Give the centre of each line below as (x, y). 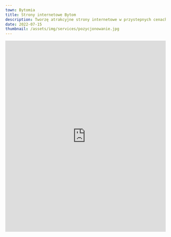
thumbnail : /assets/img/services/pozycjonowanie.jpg (62, 29)
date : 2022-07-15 (24, 24)
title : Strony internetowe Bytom (41, 15)
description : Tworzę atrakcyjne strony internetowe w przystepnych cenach (86, 19)
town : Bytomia (20, 10)
